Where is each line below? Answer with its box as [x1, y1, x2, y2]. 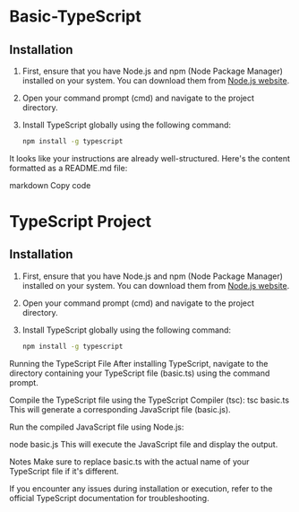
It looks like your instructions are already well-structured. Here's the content [9, 152, 291, 163]
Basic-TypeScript [9, 6, 141, 27]
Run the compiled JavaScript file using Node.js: [9, 421, 184, 432]
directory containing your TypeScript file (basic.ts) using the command [9, 368, 270, 378]
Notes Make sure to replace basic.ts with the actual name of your [9, 456, 250, 467]
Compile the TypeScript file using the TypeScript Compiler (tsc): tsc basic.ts [9, 395, 289, 405]
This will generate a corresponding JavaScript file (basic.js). [9, 404, 231, 414]
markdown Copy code [9, 179, 91, 190]
